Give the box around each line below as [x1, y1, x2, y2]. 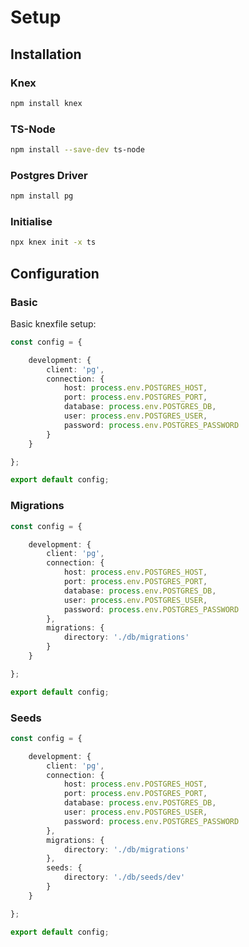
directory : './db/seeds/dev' [63, 872, 186, 883]
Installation [10, 46, 82, 63]
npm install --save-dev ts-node [10, 145, 145, 155]
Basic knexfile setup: [10, 317, 97, 330]
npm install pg [10, 191, 74, 201]
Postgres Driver [10, 168, 88, 182]
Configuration [10, 265, 100, 282]
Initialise [10, 215, 53, 229]
